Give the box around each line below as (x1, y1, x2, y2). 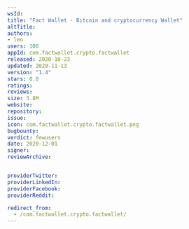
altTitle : (7, 23, 36, 30)
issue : (7, 114, 27, 121)
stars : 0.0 (7, 75, 39, 83)
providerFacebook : (7, 185, 61, 193)
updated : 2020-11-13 (7, 62, 68, 69)
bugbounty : (7, 127, 39, 134)
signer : (7, 147, 30, 154)
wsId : (7, 10, 23, 18)
